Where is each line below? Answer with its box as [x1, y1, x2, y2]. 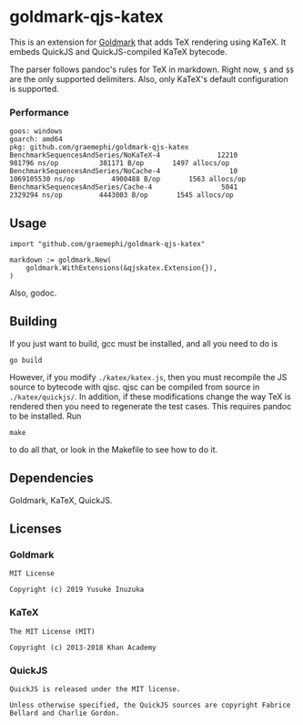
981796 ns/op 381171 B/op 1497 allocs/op [9, 159, 230, 168]
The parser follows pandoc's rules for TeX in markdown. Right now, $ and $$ [9, 64, 294, 75]
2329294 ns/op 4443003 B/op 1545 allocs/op [9, 191, 234, 200]
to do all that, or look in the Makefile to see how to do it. [9, 444, 218, 455]
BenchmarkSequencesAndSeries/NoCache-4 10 [9, 167, 238, 176]
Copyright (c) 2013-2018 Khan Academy [9, 643, 157, 652]
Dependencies [9, 471, 94, 486]
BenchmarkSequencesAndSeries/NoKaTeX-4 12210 [9, 150, 238, 161]
